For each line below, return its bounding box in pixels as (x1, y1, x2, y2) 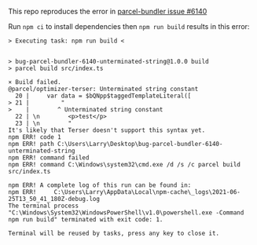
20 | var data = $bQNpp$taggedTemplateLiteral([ (15, 92, 192, 100)
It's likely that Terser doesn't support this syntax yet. (8, 126, 206, 134)
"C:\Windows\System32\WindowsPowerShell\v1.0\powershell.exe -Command (8, 209, 244, 217)
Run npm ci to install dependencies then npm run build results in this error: (8, 22, 250, 31)
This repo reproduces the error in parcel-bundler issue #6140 (8, 7, 207, 16)
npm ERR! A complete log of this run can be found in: (8, 181, 192, 189)
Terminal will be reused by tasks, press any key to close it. (8, 229, 220, 237)
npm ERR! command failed (8, 154, 90, 162)
